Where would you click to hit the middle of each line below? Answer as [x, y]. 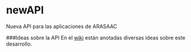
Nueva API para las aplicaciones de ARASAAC [62, 26]
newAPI [25, 10]
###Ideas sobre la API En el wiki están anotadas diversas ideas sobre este [96, 37]
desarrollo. [19, 44]
